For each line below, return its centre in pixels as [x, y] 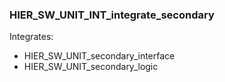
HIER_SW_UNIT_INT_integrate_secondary [112, 15]
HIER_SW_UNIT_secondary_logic [91, 67]
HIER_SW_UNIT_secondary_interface [99, 56]
